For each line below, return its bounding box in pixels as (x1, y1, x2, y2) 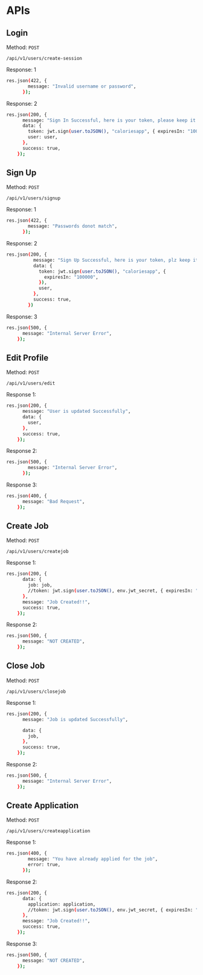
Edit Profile (6, 352, 49, 363)
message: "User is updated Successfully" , (22, 409, 131, 415)
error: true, (28, 862, 61, 868)
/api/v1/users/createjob (6, 548, 69, 555)
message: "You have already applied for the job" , (28, 856, 158, 862)
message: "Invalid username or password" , (28, 83, 137, 89)
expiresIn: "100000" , (44, 274, 98, 280)
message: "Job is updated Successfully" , (22, 716, 129, 722)
